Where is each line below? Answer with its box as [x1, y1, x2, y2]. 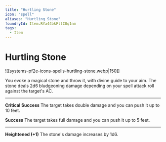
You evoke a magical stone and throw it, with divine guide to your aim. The [5, 77, 157, 83]
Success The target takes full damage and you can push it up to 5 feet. [5, 117, 150, 123]
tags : [5, 26, 16, 31]
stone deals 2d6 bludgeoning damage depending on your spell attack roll [5, 83, 154, 89]
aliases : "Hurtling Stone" [5, 16, 61, 21]
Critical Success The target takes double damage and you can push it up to [5, 102, 160, 108]
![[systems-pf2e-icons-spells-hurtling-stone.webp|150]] [5, 68, 120, 74]
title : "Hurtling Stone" [5, 7, 56, 12]
